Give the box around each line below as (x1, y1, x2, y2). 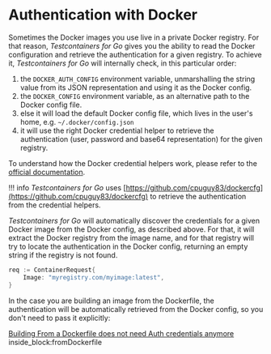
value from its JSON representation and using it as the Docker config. (19, 83, 252, 92)
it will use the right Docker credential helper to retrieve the (19, 126, 214, 135)
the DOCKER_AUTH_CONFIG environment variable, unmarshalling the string (19, 74, 256, 83)
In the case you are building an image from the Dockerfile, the (8, 296, 214, 305)
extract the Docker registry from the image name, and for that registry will (8, 232, 255, 242)
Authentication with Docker (8, 6, 198, 24)
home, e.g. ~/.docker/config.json (19, 117, 134, 126)
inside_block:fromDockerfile (8, 337, 103, 347)
